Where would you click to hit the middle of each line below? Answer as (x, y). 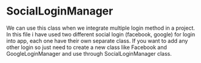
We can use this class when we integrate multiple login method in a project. (101, 28)
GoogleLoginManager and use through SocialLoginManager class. (89, 53)
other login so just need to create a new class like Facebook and (87, 47)
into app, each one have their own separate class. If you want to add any (97, 41)
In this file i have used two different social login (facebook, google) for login (101, 34)
